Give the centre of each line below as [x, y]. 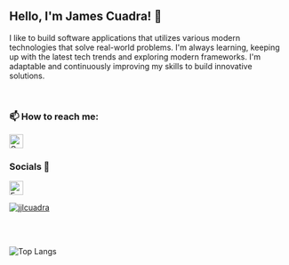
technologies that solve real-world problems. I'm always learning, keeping [144, 47]
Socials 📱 [30, 167]
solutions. [27, 76]
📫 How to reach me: [54, 116]
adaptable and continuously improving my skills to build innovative [131, 66]
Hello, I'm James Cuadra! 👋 [86, 16]
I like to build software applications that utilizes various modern [125, 37]
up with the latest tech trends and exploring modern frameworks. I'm [135, 56]
